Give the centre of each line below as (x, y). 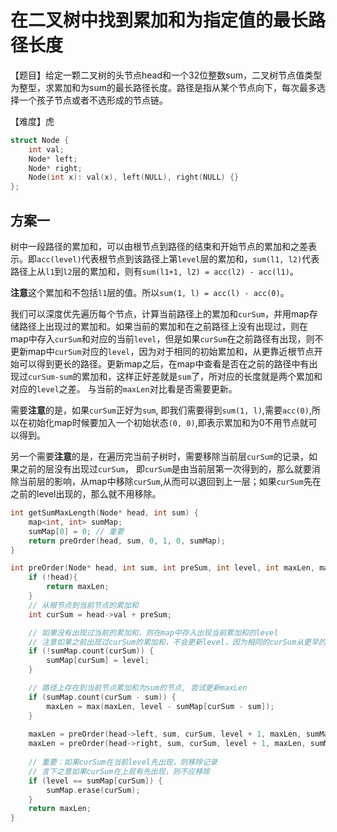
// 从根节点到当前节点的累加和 (83, 605)
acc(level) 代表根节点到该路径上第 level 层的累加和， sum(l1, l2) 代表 (178, 259)
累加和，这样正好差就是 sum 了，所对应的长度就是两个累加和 (202, 376)
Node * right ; (55, 168)
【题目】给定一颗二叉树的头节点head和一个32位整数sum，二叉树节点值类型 (166, 75)
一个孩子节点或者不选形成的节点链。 (93, 100)
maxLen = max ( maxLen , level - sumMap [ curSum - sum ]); (160, 706)
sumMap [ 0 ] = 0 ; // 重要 (76, 531)
